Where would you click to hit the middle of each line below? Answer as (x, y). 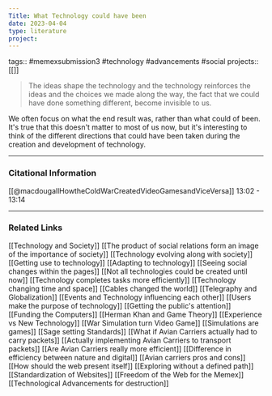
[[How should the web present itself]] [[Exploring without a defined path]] (131, 366)
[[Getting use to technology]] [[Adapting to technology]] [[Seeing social (128, 262)
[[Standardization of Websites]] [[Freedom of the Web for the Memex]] (126, 374)
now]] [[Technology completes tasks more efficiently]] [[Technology (122, 279)
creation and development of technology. (77, 145)
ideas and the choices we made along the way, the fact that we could (144, 95)
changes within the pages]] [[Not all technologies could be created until (128, 271)
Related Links (36, 228)
